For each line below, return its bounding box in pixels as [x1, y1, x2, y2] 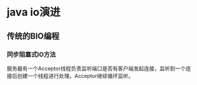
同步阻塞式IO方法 [7, 50, 56, 58]
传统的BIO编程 [7, 31, 60, 41]
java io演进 [7, 5, 61, 19]
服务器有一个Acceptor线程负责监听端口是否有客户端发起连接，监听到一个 [7, 65, 186, 72]
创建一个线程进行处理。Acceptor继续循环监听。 [17, 72, 134, 79]
